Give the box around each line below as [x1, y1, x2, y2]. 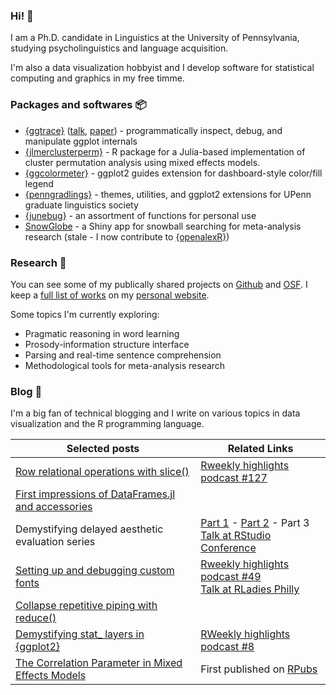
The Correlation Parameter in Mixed [15, 656, 183, 670]
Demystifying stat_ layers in [15, 627, 145, 641]
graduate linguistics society [24, 199, 139, 211]
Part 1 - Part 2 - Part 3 [200, 516, 310, 530]
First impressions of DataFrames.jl [15, 487, 176, 501]
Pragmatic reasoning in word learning [24, 327, 180, 339]
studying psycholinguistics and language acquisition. [10, 42, 229, 54]
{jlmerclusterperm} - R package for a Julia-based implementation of [24, 145, 306, 158]
